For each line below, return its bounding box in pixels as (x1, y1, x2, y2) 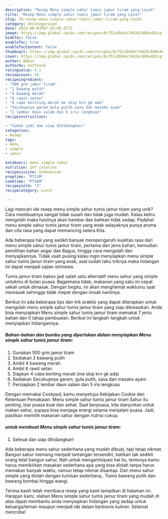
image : (5, 30, 19, 35)
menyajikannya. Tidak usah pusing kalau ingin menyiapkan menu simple (5, 253, 153, 259)
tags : (5, 137, 16, 142)
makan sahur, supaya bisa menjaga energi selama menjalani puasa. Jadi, (5, 407, 155, 413)
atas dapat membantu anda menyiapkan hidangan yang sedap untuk (5, 498, 146, 504)
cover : (5, 53, 19, 59)
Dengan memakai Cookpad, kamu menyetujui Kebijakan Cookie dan (5, 391, 145, 397)
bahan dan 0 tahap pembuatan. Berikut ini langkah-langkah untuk (5, 315, 140, 320)
